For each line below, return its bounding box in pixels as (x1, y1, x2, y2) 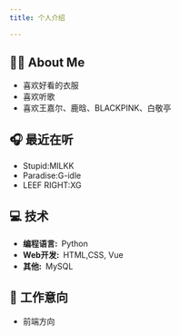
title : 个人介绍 (9, 13, 65, 23)
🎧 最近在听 (9, 132, 75, 147)
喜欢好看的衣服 (22, 80, 79, 91)
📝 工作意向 (9, 290, 68, 305)
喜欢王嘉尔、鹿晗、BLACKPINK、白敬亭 (22, 103, 172, 113)
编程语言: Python (22, 238, 89, 250)
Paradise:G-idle (22, 170, 82, 182)
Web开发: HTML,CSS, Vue (22, 250, 125, 261)
